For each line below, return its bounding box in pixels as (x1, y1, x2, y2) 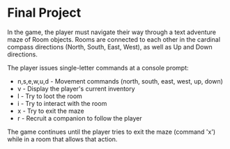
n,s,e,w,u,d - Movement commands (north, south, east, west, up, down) (17, 77, 223, 85)
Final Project (7, 5, 82, 21)
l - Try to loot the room (17, 92, 82, 100)
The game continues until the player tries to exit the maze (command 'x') (7, 127, 216, 136)
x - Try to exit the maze (17, 107, 85, 115)
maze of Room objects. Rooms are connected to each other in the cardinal (7, 35, 221, 43)
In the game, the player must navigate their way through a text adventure (7, 28, 216, 36)
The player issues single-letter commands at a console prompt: (7, 63, 190, 72)
